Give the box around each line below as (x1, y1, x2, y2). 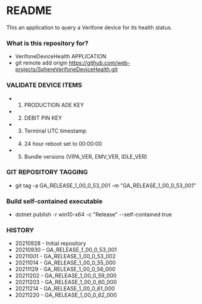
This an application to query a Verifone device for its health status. (6, 24, 173, 31)
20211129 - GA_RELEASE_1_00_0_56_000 (15, 266, 116, 273)
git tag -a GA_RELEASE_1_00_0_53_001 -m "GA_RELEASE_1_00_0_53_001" (15, 182, 197, 189)
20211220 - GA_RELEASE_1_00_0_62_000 (15, 291, 117, 299)
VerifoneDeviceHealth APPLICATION (15, 53, 107, 60)
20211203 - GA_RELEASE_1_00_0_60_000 (15, 278, 117, 286)
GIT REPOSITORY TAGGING (6, 168, 88, 176)
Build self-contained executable (6, 197, 103, 206)
